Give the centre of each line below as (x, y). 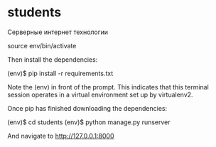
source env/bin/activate (42, 45)
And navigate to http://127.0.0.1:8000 (61, 136)
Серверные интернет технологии (58, 32)
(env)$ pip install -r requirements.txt (60, 73)
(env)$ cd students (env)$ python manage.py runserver (89, 122)
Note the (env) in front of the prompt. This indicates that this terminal (108, 87)
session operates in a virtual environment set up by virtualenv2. (100, 94)
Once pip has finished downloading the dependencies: (87, 108)
